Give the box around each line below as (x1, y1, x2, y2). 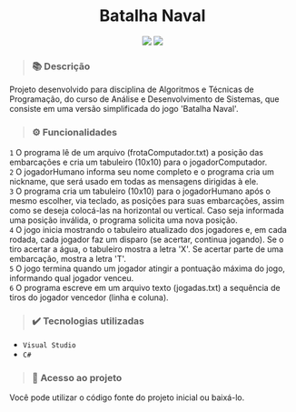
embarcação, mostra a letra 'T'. (9, 253, 127, 264)
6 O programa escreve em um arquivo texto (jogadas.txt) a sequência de (9, 282, 281, 293)
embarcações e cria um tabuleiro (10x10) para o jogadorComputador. (9, 156, 268, 167)
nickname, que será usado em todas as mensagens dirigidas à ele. (9, 176, 259, 186)
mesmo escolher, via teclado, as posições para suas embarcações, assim (9, 195, 284, 206)
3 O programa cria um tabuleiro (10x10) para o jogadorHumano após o (9, 186, 271, 196)
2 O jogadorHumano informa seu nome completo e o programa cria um (9, 166, 274, 177)
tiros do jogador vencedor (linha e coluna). (9, 292, 170, 303)
